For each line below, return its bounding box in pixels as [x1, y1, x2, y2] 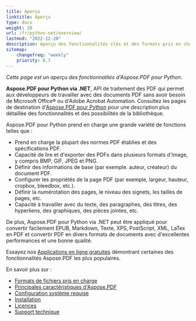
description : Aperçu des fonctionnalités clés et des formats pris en [6, 42, 181, 47]
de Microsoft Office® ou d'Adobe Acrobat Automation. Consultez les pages [6, 97, 187, 104]
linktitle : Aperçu [6, 14, 51, 20]
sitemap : [6, 47, 27, 53]
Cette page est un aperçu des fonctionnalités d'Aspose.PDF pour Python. [6, 74, 183, 81]
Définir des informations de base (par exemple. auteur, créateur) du [14, 163, 177, 170]
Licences [14, 302, 37, 309]
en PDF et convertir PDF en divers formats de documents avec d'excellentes [6, 230, 190, 237]
